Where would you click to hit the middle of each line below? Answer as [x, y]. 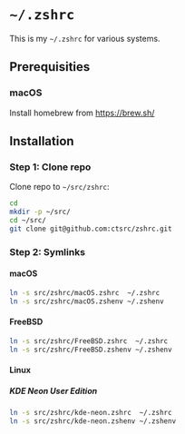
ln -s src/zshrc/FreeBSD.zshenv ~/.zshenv [91, 350]
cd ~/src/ [28, 221]
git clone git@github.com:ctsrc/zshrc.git [91, 229]
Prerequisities [50, 67]
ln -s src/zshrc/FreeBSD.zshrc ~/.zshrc [89, 341]
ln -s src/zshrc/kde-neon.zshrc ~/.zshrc [91, 413]
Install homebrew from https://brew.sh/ [82, 113]
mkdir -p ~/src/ [40, 212]
